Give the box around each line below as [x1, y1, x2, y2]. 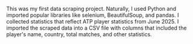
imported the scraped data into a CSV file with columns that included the [6, 24, 187, 31]
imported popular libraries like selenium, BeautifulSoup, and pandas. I [6, 11, 179, 19]
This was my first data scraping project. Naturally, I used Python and [6, 5, 177, 12]
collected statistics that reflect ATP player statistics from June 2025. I [6, 18, 179, 25]
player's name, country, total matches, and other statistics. [6, 31, 152, 38]
